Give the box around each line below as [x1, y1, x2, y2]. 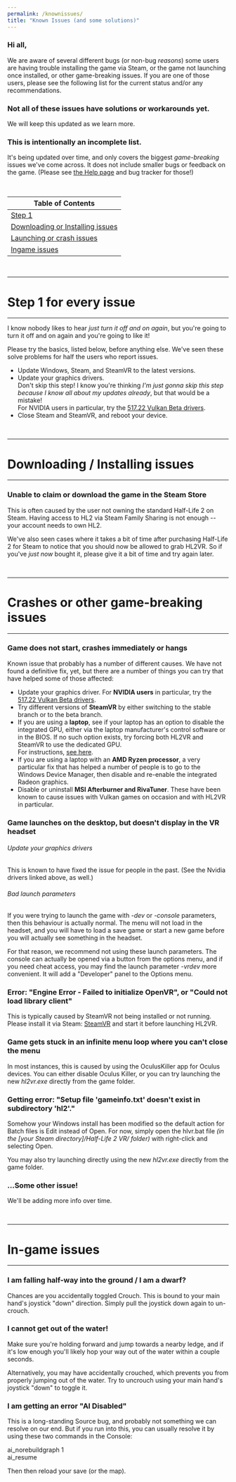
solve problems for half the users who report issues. [7, 353, 159, 361]
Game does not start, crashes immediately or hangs [7, 643, 188, 653]
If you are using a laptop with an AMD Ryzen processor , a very [17, 755, 201, 764]
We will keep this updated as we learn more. [7, 120, 136, 128]
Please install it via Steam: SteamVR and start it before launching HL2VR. [7, 1019, 218, 1028]
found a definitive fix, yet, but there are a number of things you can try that [7, 666, 223, 675]
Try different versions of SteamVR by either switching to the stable [17, 702, 211, 711]
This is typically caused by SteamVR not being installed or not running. [7, 1012, 212, 1021]
